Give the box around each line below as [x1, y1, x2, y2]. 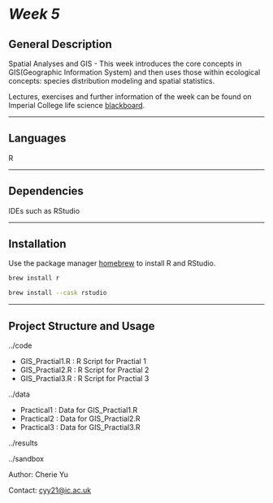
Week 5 [8, 5, 60, 24]
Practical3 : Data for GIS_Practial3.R [19, 423, 141, 431]
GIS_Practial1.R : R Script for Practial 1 [19, 357, 146, 366]
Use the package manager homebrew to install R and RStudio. [8, 258, 216, 268]
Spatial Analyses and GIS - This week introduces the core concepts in [8, 59, 242, 68]
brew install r [8, 274, 60, 283]
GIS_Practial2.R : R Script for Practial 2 [19, 365, 149, 375]
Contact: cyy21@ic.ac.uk [8, 485, 92, 495]
